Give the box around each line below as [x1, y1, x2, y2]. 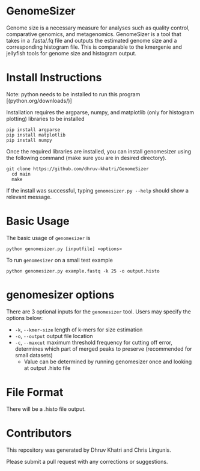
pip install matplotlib [6, 132, 66, 138]
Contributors [6, 426, 72, 440]
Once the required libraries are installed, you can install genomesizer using [6, 147, 192, 155]
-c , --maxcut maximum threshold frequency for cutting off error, [14, 339, 173, 346]
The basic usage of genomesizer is [6, 234, 91, 241]
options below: [6, 314, 43, 321]
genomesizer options [6, 288, 115, 301]
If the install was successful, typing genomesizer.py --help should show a [6, 186, 189, 194]
